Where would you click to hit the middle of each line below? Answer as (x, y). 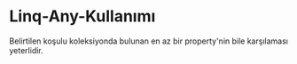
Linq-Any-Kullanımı (82, 16)
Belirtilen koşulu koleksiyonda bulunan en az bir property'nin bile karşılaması (148, 41)
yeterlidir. (27, 50)
